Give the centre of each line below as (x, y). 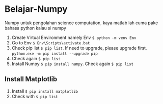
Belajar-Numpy (36, 9)
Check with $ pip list (35, 96)
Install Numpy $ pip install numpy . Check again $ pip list (72, 64)
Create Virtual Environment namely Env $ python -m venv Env (74, 37)
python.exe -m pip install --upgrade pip (54, 53)
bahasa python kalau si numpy (36, 28)
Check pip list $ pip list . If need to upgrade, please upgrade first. (79, 48)
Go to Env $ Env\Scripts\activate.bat (51, 42)
